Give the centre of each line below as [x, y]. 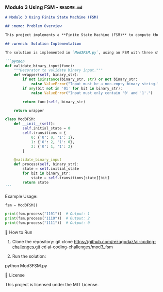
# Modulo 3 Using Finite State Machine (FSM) [52, 18]
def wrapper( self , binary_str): [46, 75]
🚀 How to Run [19, 232]
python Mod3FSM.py [26, 266]
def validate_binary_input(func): [40, 66]
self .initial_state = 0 [46, 128]
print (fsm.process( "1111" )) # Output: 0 [48, 223]
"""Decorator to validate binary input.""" [58, 70]
